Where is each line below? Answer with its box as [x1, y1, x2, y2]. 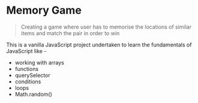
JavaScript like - [6, 47, 47, 54]
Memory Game [6, 4, 82, 17]
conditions [14, 78, 41, 85]
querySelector [14, 71, 50, 79]
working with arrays [14, 59, 64, 66]
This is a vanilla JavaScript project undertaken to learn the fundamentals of [6, 41, 192, 48]
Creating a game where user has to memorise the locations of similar [20, 23, 192, 30]
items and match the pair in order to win [20, 29, 120, 36]
